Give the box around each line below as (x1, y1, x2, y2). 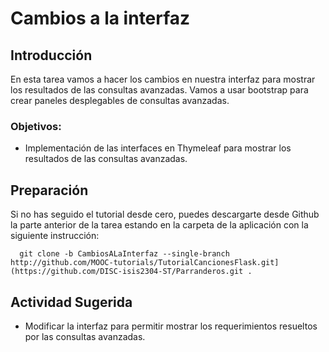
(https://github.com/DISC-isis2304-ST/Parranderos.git (10, 267, 244, 277)
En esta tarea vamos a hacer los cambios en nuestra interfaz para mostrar (10, 73, 316, 85)
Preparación (10, 182, 89, 199)
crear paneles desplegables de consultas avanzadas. (10, 95, 230, 106)
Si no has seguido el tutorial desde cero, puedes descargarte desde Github (10, 208, 320, 221)
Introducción (10, 47, 93, 64)
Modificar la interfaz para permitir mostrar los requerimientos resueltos (24, 320, 318, 332)
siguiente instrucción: (10, 230, 100, 242)
